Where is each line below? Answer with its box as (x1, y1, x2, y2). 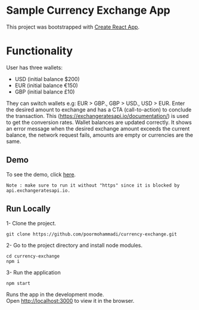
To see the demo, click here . (6, 170, 76, 178)
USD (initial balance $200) (14, 75, 80, 82)
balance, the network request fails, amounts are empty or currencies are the (6, 131, 194, 138)
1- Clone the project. (6, 219, 57, 227)
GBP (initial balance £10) (14, 88, 75, 95)
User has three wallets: (6, 64, 63, 71)
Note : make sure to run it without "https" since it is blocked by (6, 182, 180, 188)
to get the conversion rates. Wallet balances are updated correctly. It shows (6, 119, 192, 126)
